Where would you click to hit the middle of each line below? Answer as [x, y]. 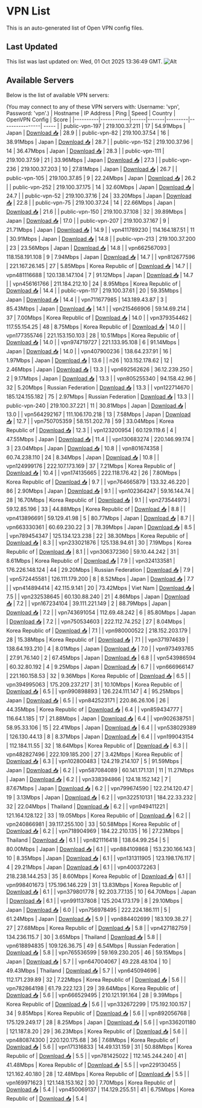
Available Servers [40, 81]
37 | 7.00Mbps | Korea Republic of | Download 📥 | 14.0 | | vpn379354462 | [99, 318]
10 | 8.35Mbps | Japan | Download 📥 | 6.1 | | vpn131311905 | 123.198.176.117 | [100, 858]
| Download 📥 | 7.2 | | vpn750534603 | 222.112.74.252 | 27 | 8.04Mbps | [96, 621]
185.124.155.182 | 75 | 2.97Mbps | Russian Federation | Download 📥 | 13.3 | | [100, 396]
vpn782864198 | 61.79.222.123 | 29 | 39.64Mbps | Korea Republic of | [93, 988]
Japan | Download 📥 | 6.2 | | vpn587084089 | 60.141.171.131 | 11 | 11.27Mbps [100, 770]
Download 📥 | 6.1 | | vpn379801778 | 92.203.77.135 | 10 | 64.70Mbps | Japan [101, 891]
